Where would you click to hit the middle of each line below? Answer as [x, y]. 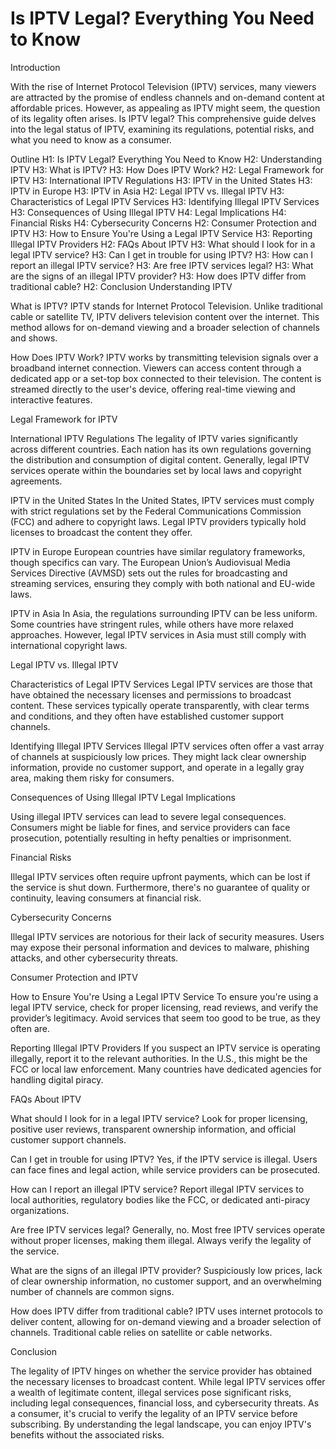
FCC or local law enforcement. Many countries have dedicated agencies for [166, 1069]
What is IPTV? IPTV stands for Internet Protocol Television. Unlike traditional [167, 306]
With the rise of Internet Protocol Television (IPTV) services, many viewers [163, 86]
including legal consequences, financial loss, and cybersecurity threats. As [165, 1403]
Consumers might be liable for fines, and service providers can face [150, 827]
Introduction [35, 67]
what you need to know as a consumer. [91, 139]
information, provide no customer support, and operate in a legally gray [157, 767]
